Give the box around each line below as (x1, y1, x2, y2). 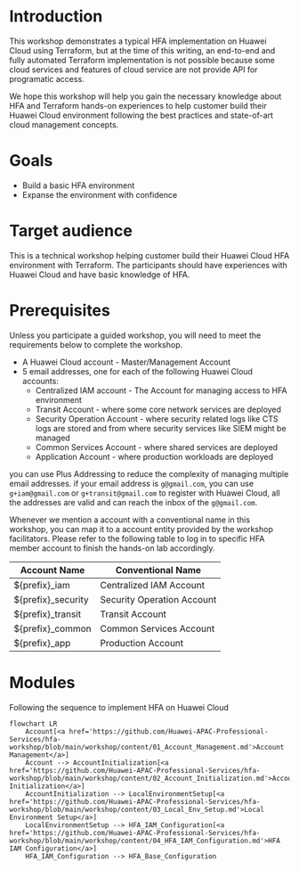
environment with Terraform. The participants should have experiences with (9, 259, 287, 270)
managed (35, 432, 71, 443)
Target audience (9, 221, 133, 242)
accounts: (21, 375, 60, 386)
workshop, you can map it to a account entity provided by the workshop (9, 523, 273, 534)
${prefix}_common (13, 622, 92, 635)
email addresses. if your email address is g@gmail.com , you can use (9, 478, 255, 488)
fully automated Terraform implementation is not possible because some (9, 54, 276, 65)
